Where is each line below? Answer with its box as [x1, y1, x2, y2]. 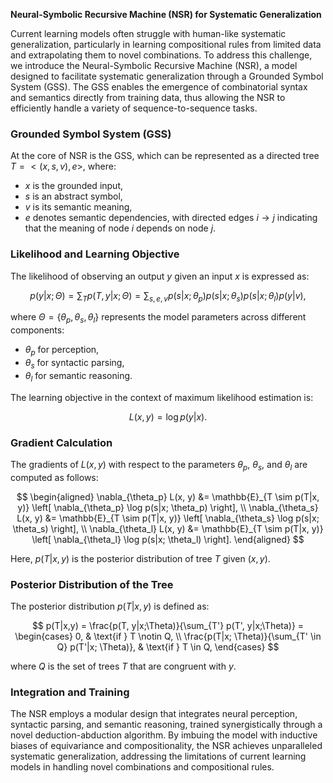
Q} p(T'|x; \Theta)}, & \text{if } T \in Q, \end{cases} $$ [56, 640, 280, 653]
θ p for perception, [24, 344, 100, 358]
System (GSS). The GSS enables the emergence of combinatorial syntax [10, 81, 308, 93]
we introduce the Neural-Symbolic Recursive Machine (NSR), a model [10, 60, 298, 71]
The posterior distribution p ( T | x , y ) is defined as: [10, 600, 210, 612]
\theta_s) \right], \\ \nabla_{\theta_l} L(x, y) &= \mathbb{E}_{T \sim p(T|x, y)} [12, 522, 324, 534]
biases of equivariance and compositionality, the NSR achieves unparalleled [10, 740, 323, 752]
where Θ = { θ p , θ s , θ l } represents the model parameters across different [10, 311, 307, 326]
